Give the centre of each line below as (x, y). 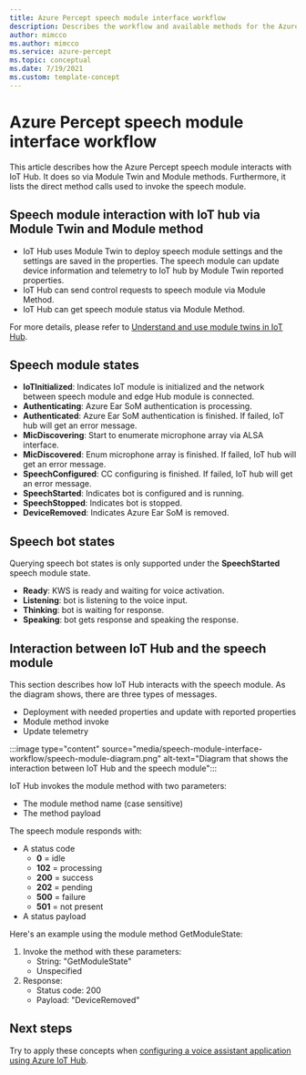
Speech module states (74, 365)
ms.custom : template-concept (65, 77)
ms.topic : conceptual (51, 60)
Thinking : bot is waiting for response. (93, 610)
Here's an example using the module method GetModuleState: (126, 934)
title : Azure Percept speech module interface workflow (117, 18)
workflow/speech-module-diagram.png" (86, 758)
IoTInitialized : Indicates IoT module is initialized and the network (143, 387)
